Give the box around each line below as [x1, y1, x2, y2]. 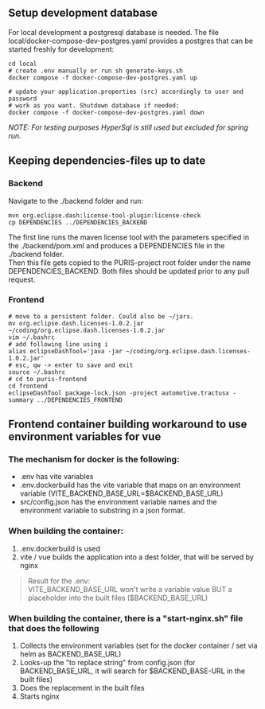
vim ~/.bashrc [8, 333, 56, 341]
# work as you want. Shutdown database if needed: [8, 101, 180, 110]
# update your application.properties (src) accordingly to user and [8, 88, 244, 95]
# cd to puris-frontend [8, 375, 88, 383]
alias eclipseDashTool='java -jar [8, 347, 123, 355]
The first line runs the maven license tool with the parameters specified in [8, 232, 249, 242]
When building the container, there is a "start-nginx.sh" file [8, 613, 244, 624]
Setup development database [8, 6, 158, 20]
